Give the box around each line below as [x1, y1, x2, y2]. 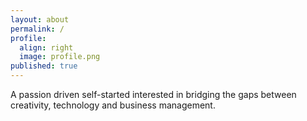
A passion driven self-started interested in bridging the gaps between [10, 89, 297, 100]
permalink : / [10, 24, 65, 34]
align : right [19, 42, 74, 53]
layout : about [10, 14, 70, 25]
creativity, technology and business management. [10, 99, 216, 111]
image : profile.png [19, 52, 101, 62]
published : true [10, 61, 78, 71]
